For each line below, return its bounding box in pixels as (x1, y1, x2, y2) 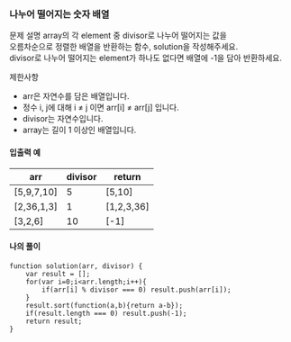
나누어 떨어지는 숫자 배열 (9, 7, 110, 20)
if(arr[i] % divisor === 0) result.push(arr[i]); (41, 285, 232, 294)
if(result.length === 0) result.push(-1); (25, 309, 187, 318)
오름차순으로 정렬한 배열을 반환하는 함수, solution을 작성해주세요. (9, 41, 239, 52)
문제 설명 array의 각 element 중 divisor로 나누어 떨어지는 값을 (9, 30, 227, 41)
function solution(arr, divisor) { (9, 261, 143, 271)
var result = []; (25, 269, 91, 278)
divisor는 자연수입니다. (22, 113, 104, 124)
